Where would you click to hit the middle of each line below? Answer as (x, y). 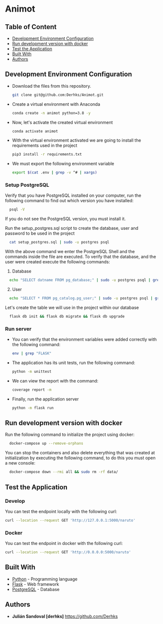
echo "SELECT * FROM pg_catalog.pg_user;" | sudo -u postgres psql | (81, 298)
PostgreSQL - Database (36, 589)
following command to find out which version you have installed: (69, 201)
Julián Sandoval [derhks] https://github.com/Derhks (65, 616)
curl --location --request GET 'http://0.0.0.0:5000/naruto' (68, 552)
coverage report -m (32, 390)
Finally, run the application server (45, 399)
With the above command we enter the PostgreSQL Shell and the (70, 252)
